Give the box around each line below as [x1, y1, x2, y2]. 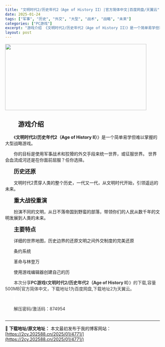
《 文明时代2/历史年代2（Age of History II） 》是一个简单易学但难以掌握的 [14, 134, 158, 140]
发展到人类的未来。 [9, 215, 48, 221]
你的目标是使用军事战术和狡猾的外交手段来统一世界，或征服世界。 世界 [14, 151, 157, 157]
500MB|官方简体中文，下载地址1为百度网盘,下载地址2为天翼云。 [5, 285, 135, 291]
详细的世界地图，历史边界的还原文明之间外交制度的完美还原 [14, 238, 134, 243]
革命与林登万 [14, 258, 40, 264]
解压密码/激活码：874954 [14, 306, 65, 312]
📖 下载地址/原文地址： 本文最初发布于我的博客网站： [5, 326, 111, 332]
